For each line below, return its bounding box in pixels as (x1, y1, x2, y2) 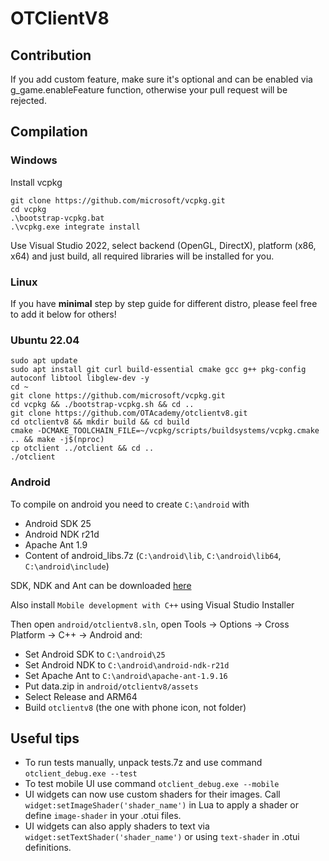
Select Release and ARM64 (24, 690, 138, 702)
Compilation (10, 123, 88, 141)
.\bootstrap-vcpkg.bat (10, 213, 105, 223)
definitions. (24, 842, 72, 854)
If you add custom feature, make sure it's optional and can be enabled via (10, 73, 313, 85)
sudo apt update (10, 356, 78, 366)
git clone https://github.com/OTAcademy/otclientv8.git (10, 408, 248, 419)
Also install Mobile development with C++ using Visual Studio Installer (10, 598, 295, 611)
